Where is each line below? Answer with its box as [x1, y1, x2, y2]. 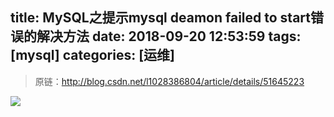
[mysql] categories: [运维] [10, 47, 176, 64]
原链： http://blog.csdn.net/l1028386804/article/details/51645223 [34, 75, 305, 87]
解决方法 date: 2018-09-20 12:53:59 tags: [36, 28, 302, 45]
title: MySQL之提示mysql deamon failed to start [10, 9, 311, 27]
